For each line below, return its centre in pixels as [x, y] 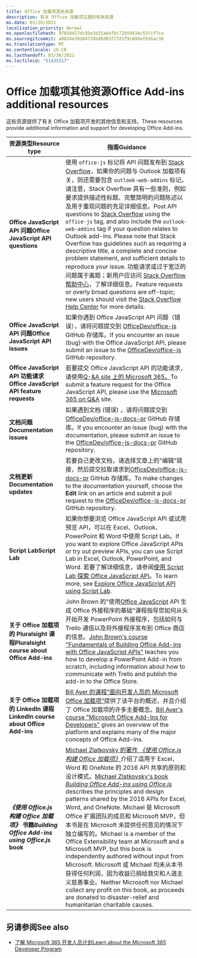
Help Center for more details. [105, 307]
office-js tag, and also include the [113, 222]
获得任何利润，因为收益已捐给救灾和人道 [121, 873]
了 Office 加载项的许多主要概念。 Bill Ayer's [124, 710]
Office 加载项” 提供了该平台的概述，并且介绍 [126, 701]
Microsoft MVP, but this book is [108, 849]
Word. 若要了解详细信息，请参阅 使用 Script [124, 567]
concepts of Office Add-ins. [104, 739]
